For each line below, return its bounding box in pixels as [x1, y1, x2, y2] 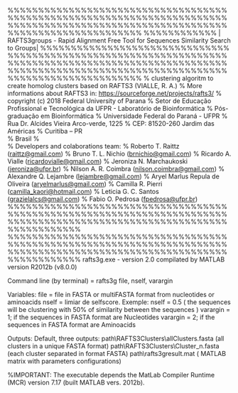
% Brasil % [7, 134, 40, 143]
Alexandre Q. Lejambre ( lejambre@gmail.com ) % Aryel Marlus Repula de [7, 172, 220, 181]
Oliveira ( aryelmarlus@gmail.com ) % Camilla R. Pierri [7, 180, 163, 188]
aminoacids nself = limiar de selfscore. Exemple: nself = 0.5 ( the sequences [7, 298, 231, 306]
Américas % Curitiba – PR [7, 127, 83, 135]
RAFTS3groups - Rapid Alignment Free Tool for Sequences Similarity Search [7, 36, 231, 45]
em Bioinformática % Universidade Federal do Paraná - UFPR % [40, 112, 228, 120]
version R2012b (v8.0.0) [7, 263, 77, 271]
